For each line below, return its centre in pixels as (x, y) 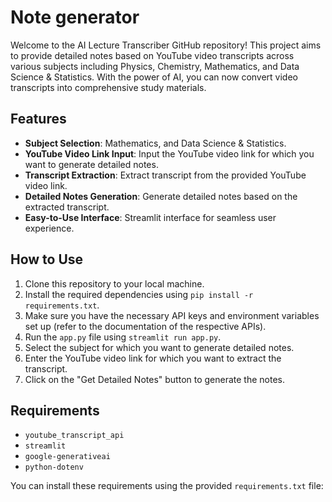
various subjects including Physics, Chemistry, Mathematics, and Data (155, 66)
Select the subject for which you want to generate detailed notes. (159, 347)
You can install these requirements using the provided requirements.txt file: (167, 486)
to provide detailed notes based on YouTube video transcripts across (152, 55)
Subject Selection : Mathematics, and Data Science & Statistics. (155, 143)
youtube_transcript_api (74, 436)
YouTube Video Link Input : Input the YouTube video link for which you (169, 153)
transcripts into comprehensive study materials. (108, 87)
